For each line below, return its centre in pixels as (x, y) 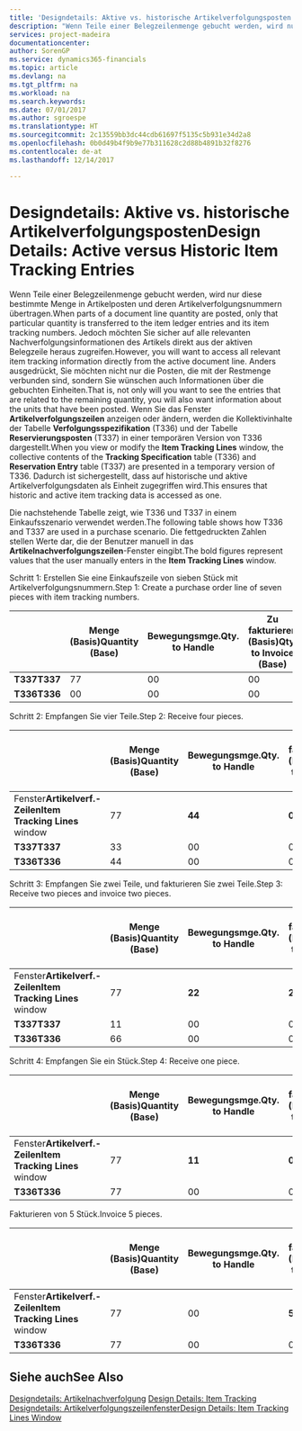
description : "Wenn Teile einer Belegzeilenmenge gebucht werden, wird (146, 26)
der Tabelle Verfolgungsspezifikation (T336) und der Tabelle (124, 428)
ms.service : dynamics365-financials (78, 59)
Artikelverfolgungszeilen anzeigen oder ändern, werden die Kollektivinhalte (151, 418)
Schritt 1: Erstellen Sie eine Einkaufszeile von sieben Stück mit (124, 578)
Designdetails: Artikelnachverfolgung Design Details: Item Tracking (133, 1399)
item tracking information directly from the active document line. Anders (143, 362)
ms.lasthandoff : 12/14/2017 (62, 160)
